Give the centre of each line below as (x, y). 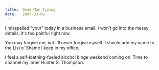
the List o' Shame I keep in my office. (42, 48)
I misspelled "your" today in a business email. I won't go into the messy (77, 28)
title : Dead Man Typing (30, 9)
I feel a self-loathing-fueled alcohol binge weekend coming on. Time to (77, 57)
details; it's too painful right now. (38, 33)
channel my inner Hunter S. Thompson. (45, 62)
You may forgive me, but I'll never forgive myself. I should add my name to (80, 42)
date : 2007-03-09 (25, 14)
